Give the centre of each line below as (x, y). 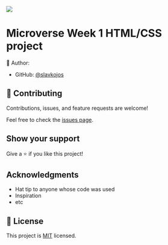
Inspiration (28, 196)
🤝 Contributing (34, 94)
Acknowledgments (43, 175)
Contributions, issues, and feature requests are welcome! (77, 108)
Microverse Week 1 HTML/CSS (84, 33)
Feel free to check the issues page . (50, 119)
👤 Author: (18, 63)
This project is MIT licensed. (41, 236)
